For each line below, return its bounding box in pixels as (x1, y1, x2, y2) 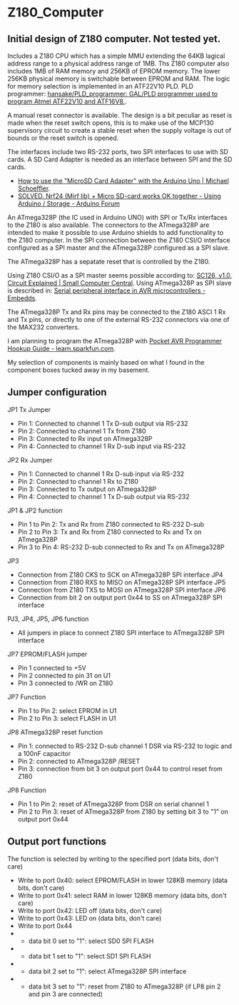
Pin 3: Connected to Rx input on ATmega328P (17, 434, 153, 443)
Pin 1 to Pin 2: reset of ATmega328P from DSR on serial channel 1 (17, 799, 209, 808)
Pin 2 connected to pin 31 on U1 (17, 671, 111, 680)
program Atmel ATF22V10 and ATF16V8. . (7, 97, 127, 106)
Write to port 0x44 (17, 921, 73, 930)
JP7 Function (7, 692, 46, 701)
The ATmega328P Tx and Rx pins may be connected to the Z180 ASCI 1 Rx (7, 308, 226, 316)
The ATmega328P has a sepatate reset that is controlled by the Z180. (7, 258, 210, 266)
